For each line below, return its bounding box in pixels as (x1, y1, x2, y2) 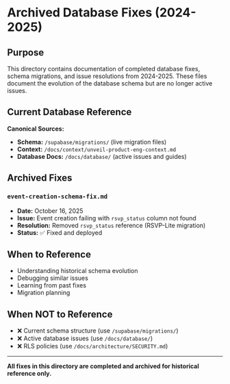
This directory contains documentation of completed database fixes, (7, 65, 201, 73)
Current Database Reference (7, 106, 132, 118)
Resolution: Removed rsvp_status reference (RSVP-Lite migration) (16, 221, 206, 229)
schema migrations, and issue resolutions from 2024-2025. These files (7, 72, 207, 80)
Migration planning (16, 289, 71, 297)
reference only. (7, 370, 52, 378)
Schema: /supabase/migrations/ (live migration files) (16, 138, 167, 146)
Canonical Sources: (7, 125, 64, 133)
